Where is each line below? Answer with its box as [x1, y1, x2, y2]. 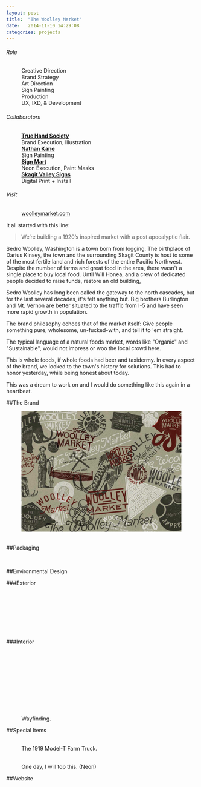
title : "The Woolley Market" [6, 16, 83, 22]
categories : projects [6, 29, 61, 35]
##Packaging [6, 544, 39, 551]
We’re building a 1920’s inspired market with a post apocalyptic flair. [21, 233, 190, 241]
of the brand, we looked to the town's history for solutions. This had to [6, 362, 181, 370]
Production [21, 93, 49, 100]
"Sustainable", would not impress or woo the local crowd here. [6, 344, 161, 351]
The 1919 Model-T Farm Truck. [21, 745, 98, 752]
